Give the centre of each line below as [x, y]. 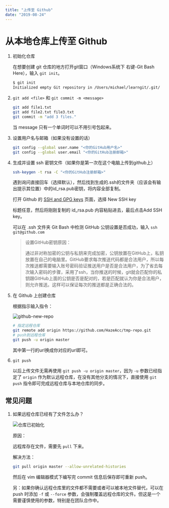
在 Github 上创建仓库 [34, 295]
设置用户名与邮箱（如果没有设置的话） [52, 138]
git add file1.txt [32, 108]
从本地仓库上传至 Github [56, 41]
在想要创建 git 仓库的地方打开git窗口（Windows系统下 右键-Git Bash [83, 67]
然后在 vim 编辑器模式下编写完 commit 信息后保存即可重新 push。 [81, 477]
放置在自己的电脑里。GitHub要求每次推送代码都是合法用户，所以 [92, 260]
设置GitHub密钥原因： [48, 242]
